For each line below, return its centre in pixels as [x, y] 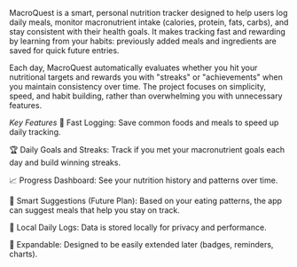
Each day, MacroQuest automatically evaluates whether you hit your [133, 67]
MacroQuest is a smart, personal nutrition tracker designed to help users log [148, 13]
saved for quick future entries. [64, 51]
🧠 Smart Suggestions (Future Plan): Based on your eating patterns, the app [145, 200]
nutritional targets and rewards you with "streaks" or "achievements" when [146, 77]
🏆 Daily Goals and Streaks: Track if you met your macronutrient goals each [147, 149]
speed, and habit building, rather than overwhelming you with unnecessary [146, 96]
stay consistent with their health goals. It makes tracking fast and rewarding [148, 31]
